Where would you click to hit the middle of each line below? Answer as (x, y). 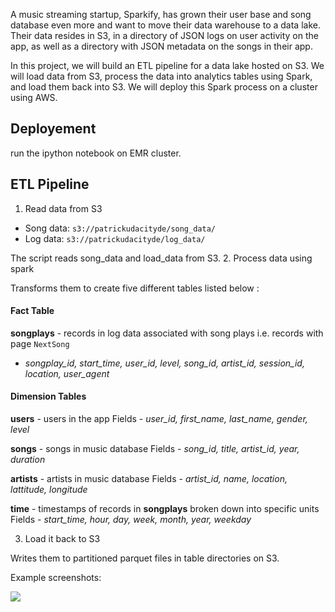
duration (28, 460)
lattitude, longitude (49, 490)
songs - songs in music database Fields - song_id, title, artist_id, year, (155, 449)
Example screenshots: (56, 578)
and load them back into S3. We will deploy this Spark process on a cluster (164, 87)
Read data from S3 (63, 208)
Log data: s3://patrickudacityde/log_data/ (115, 238)
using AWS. (34, 97)
